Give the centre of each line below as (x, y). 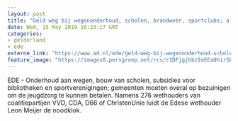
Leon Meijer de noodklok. (45, 110)
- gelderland (27, 40)
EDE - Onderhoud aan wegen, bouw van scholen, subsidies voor (102, 80)
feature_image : (30, 60)
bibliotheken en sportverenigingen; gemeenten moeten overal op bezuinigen (119, 87)
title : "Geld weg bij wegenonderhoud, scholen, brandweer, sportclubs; (115, 21)
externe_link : (28, 54)
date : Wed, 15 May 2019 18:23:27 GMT (63, 27)
